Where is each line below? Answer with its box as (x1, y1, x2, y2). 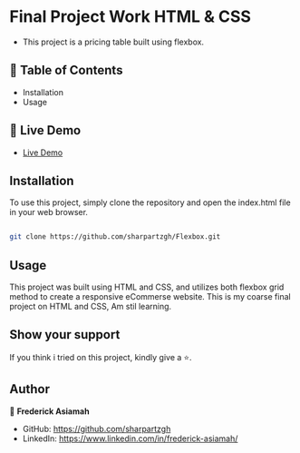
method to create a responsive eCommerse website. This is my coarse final (9, 291, 292, 302)
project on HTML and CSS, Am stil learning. (9, 301, 172, 312)
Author (9, 381, 50, 397)
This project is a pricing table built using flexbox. (22, 36, 205, 47)
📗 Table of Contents (9, 63, 123, 78)
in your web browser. (9, 207, 89, 218)
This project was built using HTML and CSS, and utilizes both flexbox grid (9, 281, 285, 292)
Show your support (9, 327, 121, 342)
